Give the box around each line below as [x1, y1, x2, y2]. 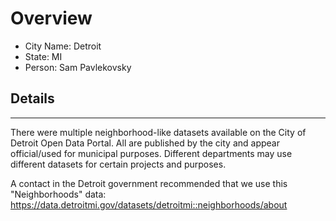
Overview [10, 7, 93, 30]
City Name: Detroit [24, 40, 102, 52]
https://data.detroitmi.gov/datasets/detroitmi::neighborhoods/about [10, 198, 288, 211]
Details [10, 90, 55, 107]
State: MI [24, 50, 63, 62]
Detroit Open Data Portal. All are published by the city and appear [10, 137, 280, 149]
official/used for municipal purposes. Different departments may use [10, 147, 293, 159]
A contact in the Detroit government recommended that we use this [10, 177, 288, 189]
